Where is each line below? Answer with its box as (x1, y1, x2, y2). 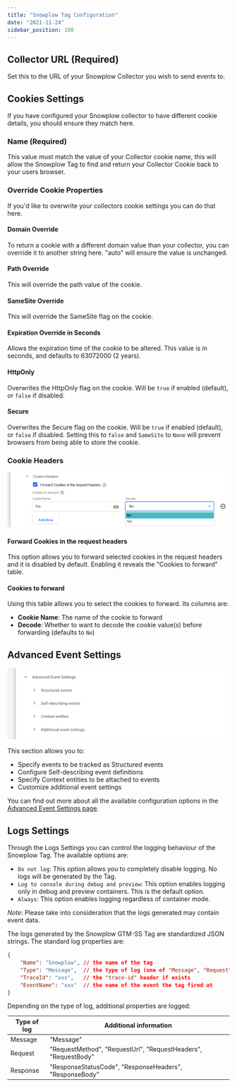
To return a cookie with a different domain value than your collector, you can (7, 240, 229, 249)
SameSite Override (7, 296, 64, 305)
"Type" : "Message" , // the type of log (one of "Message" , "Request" (20, 966, 232, 974)
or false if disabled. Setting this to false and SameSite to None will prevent (7, 430, 221, 438)
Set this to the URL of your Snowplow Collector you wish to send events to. (7, 72, 226, 81)
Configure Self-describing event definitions (17, 768, 144, 777)
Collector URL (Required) (7, 53, 119, 65)
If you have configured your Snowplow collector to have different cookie (7, 112, 217, 120)
